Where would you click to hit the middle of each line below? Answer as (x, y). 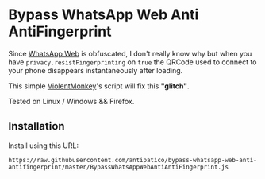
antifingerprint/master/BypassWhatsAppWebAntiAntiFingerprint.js (118, 167)
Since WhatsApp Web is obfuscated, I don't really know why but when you (130, 53)
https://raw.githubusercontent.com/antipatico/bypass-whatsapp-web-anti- (133, 160)
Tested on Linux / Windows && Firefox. (71, 101)
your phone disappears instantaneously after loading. (96, 70)
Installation (36, 126)
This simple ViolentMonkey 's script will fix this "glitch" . (99, 86)
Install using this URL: (44, 146)
